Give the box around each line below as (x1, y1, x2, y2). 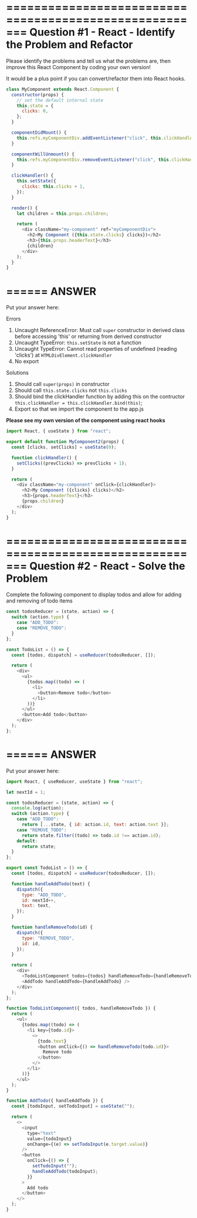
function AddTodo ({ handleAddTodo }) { (6, 1098, 104, 1104)
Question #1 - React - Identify (29, 26, 175, 39)
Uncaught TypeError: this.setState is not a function (14, 339, 142, 346)
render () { (11, 205, 38, 211)
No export (14, 358, 39, 365)
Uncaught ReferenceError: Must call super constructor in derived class (14, 327, 185, 334)
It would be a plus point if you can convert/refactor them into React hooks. (6, 75, 186, 82)
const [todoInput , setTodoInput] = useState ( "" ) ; (11, 1104, 135, 1109)
